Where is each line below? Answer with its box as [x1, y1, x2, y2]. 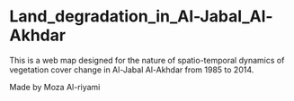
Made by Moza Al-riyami [9, 81, 101, 92]
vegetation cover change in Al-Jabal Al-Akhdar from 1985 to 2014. [9, 64, 254, 75]
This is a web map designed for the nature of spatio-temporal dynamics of [9, 55, 285, 65]
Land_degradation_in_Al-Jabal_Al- [9, 6, 273, 27]
